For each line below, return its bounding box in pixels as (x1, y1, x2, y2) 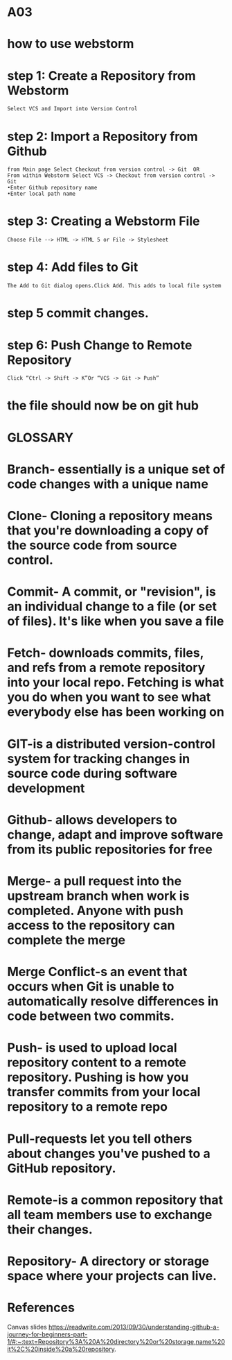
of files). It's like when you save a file (7, 614, 224, 629)
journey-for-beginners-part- (7, 1330, 88, 1338)
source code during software (7, 765, 178, 781)
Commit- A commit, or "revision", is (7, 584, 216, 600)
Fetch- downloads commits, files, (7, 645, 204, 661)
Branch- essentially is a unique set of (7, 461, 226, 477)
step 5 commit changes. (7, 305, 149, 321)
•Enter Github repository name (7, 185, 98, 192)
